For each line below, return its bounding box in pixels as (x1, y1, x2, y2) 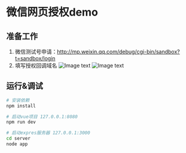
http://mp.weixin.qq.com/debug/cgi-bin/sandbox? (56, 48, 181, 55)
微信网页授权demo (6, 5, 99, 19)
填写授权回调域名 (14, 62, 57, 69)
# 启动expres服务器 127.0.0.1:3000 (6, 130, 91, 136)
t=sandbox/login (14, 55, 56, 62)
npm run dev (6, 119, 36, 126)
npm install (6, 103, 36, 109)
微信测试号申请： (14, 48, 57, 55)
